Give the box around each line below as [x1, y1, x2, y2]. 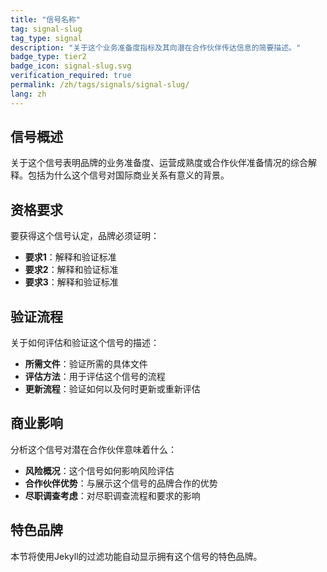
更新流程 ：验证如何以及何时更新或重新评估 [24, 383, 201, 395]
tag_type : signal [10, 33, 83, 43]
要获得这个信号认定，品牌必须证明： [10, 230, 160, 242]
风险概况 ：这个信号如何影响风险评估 [24, 464, 175, 476]
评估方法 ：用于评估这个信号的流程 [24, 371, 166, 383]
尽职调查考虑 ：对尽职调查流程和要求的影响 [24, 489, 201, 501]
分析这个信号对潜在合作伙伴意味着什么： [10, 443, 177, 455]
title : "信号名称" [10, 14, 82, 25]
